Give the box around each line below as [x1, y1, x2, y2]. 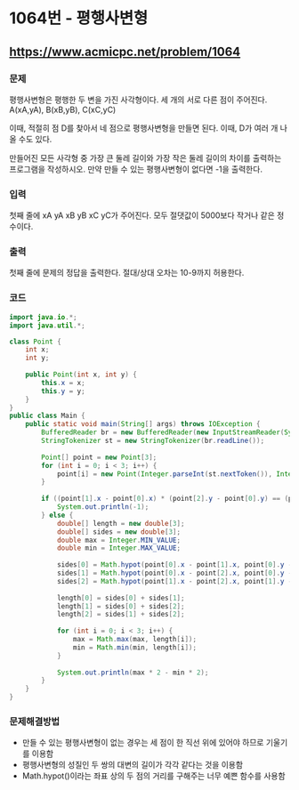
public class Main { [9, 411, 86, 421]
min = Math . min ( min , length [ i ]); [72, 642, 198, 652]
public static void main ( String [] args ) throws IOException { [25, 420, 261, 429]
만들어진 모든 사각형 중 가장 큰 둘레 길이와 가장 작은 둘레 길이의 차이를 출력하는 [9, 152, 282, 163]
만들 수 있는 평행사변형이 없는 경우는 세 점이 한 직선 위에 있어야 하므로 [21, 738, 264, 748]
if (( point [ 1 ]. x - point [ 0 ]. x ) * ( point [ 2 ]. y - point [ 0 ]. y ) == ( [41, 495, 289, 504]
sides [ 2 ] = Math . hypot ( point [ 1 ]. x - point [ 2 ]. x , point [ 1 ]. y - [56, 576, 293, 585]
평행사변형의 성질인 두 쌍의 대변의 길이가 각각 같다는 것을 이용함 [21, 760, 243, 770]
